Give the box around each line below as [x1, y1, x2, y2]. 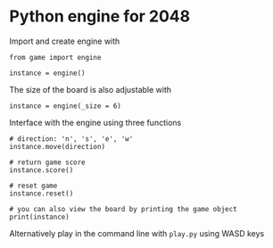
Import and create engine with [9, 36, 120, 46]
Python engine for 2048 [9, 6, 191, 27]
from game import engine [9, 53, 102, 62]
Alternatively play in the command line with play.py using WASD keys [9, 227, 265, 238]
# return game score [9, 158, 87, 167]
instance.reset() [9, 189, 74, 198]
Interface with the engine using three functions [9, 117, 182, 128]
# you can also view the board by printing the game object [9, 204, 238, 213]
